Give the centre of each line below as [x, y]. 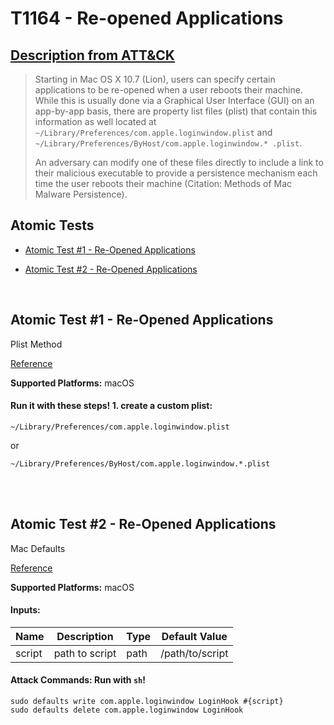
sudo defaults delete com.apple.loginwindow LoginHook [127, 710]
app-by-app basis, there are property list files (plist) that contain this [176, 111]
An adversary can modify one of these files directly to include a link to [179, 162]
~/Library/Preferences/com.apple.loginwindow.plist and [153, 132]
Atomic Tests [52, 225]
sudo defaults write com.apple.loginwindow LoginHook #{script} [147, 702]
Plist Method [36, 344]
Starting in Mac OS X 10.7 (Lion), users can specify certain [155, 79]
